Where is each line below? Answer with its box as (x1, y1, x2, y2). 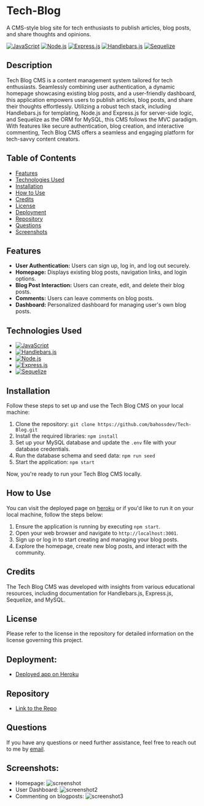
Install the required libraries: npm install (15, 432, 119, 440)
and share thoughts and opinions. (6, 30, 92, 37)
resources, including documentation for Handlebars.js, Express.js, (6, 589, 173, 597)
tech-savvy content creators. (6, 135, 80, 142)
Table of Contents (6, 153, 77, 163)
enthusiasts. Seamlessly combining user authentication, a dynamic (6, 83, 175, 90)
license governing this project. (6, 637, 83, 644)
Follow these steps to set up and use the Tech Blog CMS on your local (6, 402, 184, 409)
